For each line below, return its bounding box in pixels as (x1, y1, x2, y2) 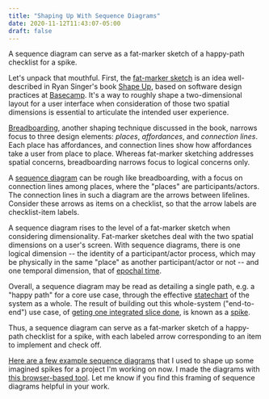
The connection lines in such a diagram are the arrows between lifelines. (8, 191, 250, 200)
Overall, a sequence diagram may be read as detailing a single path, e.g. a (8, 282, 255, 292)
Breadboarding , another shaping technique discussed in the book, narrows (8, 123, 258, 133)
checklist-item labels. (8, 208, 80, 217)
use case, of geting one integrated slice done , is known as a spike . (28, 308, 250, 317)
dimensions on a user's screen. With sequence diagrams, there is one (8, 240, 241, 250)
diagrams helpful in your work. (8, 381, 111, 392)
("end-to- (222, 299, 254, 309)
